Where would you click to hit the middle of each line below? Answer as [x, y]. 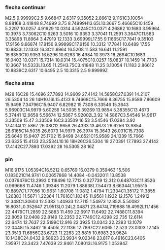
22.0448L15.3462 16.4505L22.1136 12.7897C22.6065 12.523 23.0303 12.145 [82, 227]
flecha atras [20, 83]
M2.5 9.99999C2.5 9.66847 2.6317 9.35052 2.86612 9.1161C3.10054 [74, 18]
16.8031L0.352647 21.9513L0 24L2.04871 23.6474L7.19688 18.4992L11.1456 [82, 207]
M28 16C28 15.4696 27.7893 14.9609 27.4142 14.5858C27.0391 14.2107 [78, 94]
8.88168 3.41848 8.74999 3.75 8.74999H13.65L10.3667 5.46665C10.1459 [79, 23]
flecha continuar [25, 7]
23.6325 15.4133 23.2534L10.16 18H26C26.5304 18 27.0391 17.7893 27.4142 [82, 141]
